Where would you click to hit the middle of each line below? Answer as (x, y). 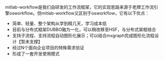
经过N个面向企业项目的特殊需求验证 (48, 48)
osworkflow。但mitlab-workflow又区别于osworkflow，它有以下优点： (79, 13)
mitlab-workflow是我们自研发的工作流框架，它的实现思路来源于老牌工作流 (80, 7)
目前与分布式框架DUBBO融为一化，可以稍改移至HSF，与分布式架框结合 (84, 30)
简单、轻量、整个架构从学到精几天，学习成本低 (59, 23)
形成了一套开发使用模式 (36, 54)
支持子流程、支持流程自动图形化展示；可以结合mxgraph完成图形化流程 (83, 36)
